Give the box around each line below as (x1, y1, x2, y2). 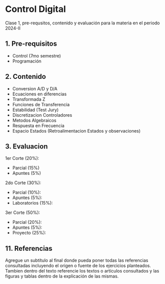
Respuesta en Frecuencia (12, 123, 65, 129)
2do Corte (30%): (5, 180, 41, 186)
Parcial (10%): (12, 190, 41, 196)
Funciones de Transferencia (12, 101, 70, 107)
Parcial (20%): (12, 219, 42, 225)
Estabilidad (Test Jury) (12, 107, 59, 113)
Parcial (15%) (12, 165, 40, 171)
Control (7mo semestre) (12, 53, 61, 59)
